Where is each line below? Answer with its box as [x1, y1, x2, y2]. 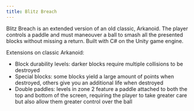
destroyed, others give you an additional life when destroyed [14, 79, 164, 86]
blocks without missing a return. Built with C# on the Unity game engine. [6, 37, 184, 44]
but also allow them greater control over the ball [14, 98, 133, 105]
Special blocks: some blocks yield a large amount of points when [14, 73, 174, 80]
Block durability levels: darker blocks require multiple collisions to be [14, 60, 183, 67]
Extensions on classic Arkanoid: [6, 48, 85, 56]
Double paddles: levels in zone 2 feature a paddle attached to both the [14, 85, 187, 92]
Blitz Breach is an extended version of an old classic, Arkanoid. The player [6, 25, 189, 32]
